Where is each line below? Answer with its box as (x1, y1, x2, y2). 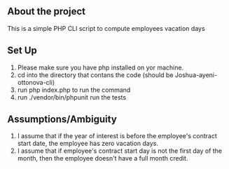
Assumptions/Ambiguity (7, 114, 117, 126)
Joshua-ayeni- (174, 70, 218, 79)
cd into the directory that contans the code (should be (17, 70, 174, 79)
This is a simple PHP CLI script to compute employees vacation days (7, 24, 205, 32)
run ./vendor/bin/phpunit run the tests (17, 93, 127, 101)
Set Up (7, 45, 37, 57)
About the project (7, 6, 86, 18)
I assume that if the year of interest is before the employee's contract (17, 132, 217, 140)
